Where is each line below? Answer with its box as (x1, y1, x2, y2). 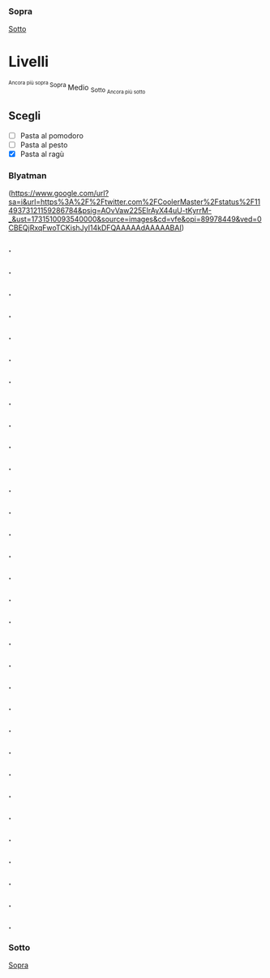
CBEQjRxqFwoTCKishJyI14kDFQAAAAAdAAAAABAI (8, 223, 182, 233)
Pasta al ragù (19, 149, 65, 159)
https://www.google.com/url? (11, 189, 109, 199)
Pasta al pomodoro (19, 130, 84, 140)
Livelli (8, 53, 49, 71)
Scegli (8, 109, 41, 123)
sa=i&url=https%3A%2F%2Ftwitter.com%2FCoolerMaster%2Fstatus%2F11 (8, 197, 261, 207)
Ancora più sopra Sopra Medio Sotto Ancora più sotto (8, 80, 146, 95)
